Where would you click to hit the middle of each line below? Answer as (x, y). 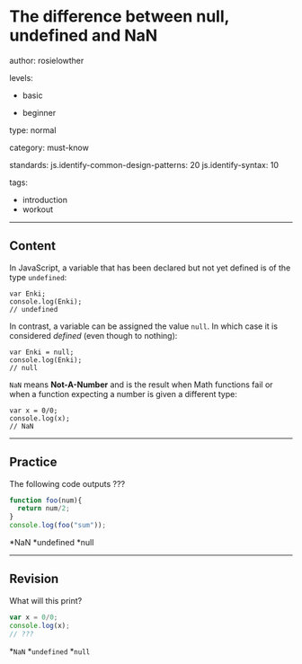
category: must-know (49, 147)
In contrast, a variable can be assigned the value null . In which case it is (144, 326)
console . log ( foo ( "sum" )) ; (58, 526)
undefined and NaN (84, 35)
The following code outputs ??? (67, 483)
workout (38, 209)
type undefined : (38, 277)
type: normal (33, 130)
